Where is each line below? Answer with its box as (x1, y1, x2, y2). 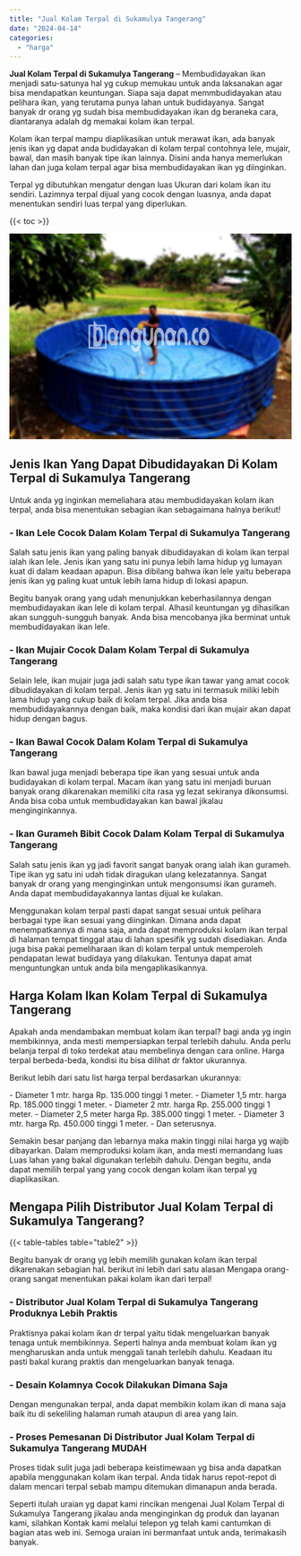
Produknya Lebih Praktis (9, 1307, 118, 1319)
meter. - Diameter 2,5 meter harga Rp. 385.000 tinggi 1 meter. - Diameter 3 (9, 1108, 285, 1119)
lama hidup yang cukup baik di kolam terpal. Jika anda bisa (9, 695, 228, 705)
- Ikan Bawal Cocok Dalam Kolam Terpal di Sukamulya (9, 736, 249, 748)
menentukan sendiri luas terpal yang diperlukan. (9, 198, 188, 210)
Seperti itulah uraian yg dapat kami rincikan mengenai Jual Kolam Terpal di (9, 1499, 285, 1509)
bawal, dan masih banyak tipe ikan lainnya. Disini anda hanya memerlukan (9, 152, 283, 163)
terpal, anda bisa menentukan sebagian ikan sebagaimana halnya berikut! (9, 504, 281, 514)
